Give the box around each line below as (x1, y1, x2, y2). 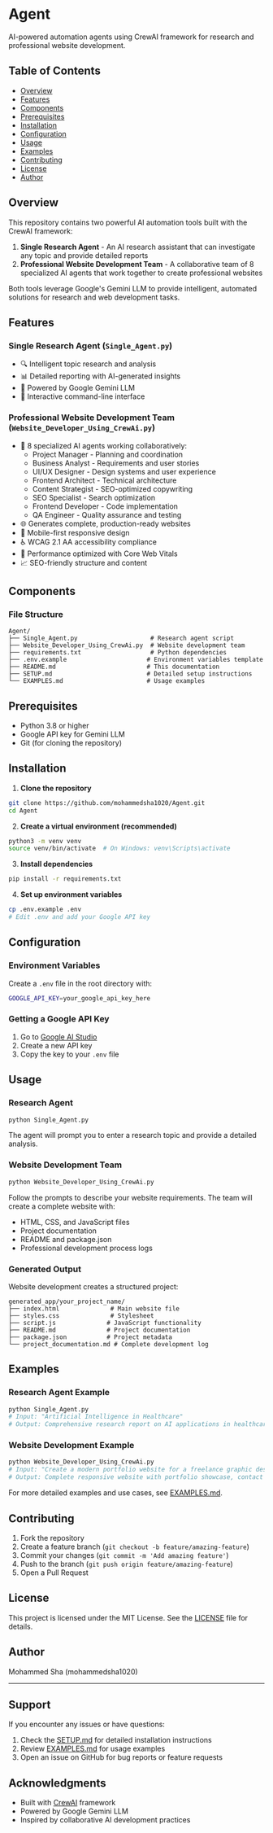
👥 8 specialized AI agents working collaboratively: (19, 440, 188, 450)
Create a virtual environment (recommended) (19, 821, 177, 831)
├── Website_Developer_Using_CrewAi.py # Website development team (8, 641, 245, 650)
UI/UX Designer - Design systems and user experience (32, 466, 217, 476)
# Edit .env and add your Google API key (8, 913, 151, 921)
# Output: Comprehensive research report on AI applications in (8, 1420, 231, 1428)
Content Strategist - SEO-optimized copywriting (32, 483, 193, 493)
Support (8, 1698, 51, 1712)
